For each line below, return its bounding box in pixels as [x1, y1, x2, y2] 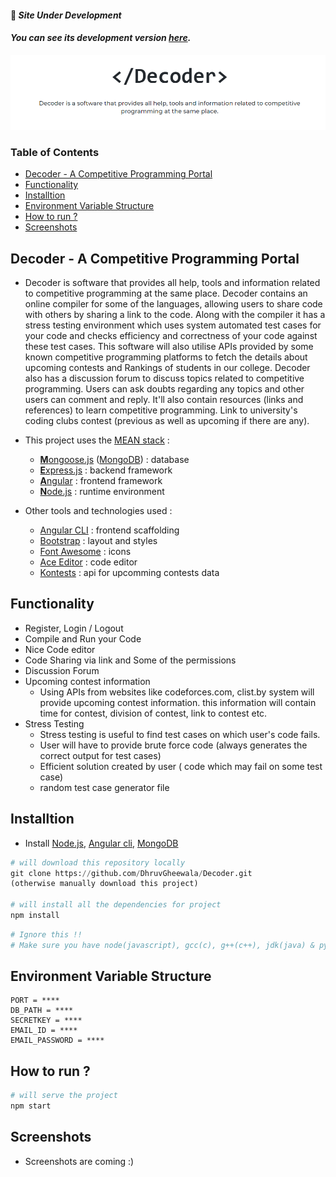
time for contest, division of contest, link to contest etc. [39, 707, 268, 719]
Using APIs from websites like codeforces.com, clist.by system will [39, 686, 315, 698]
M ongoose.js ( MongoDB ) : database [39, 454, 190, 466]
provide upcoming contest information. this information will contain [39, 696, 317, 708]
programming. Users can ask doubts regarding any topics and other [24, 383, 305, 395]
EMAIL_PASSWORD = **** [10, 1036, 105, 1046]
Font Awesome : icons [39, 546, 132, 558]
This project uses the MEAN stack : [24, 434, 170, 446]
